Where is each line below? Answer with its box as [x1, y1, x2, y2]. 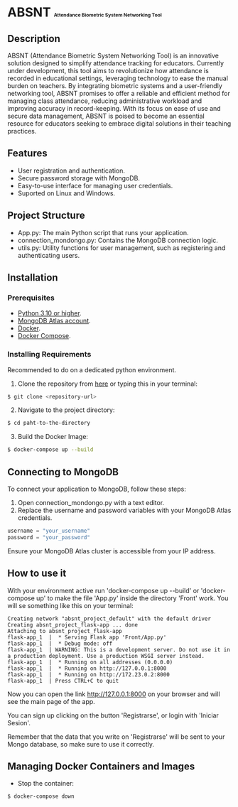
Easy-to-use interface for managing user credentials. [17, 181, 173, 190]
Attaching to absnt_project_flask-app [7, 627, 122, 634]
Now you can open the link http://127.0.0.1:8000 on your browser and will [7, 690, 220, 698]
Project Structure [7, 210, 85, 222]
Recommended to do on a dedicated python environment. [7, 365, 176, 374]
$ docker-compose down [7, 793, 75, 800]
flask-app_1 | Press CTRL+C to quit [7, 677, 119, 684]
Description [7, 33, 60, 45]
